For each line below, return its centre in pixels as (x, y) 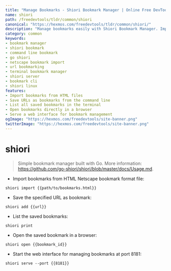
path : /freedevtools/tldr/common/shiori (49, 19)
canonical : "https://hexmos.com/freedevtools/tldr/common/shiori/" (78, 24)
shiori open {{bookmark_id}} (36, 244)
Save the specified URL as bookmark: (52, 198)
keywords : (16, 39)
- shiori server (22, 77)
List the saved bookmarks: (40, 216)
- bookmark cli (21, 81)
